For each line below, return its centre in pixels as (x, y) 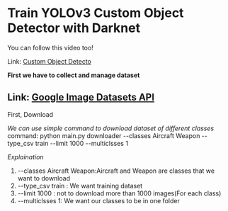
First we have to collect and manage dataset (74, 75)
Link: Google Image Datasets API (81, 97)
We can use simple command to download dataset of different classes (111, 128)
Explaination (25, 156)
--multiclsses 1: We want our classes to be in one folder (99, 200)
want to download (44, 178)
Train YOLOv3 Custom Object (96, 13)
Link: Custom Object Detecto (50, 61)
